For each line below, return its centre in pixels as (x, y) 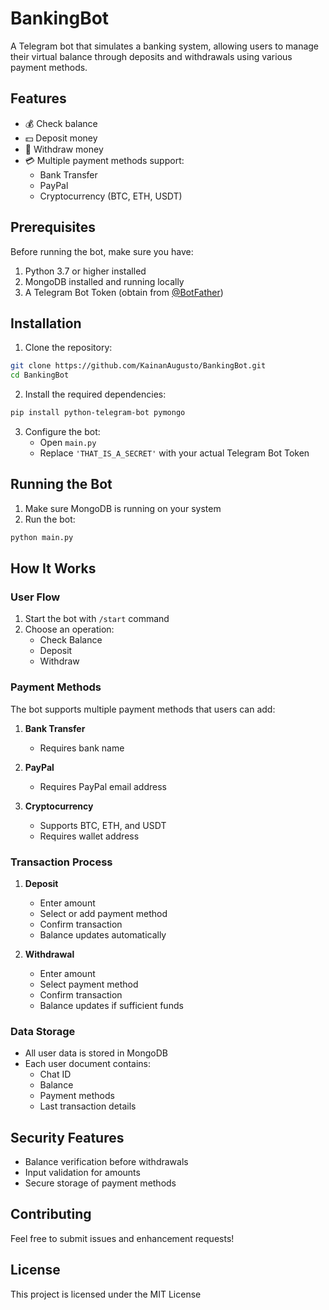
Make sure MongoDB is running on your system (123, 508)
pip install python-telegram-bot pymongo (98, 413)
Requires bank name (82, 748)
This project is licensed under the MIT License (106, 1294)
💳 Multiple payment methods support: (104, 160)
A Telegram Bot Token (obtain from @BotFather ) (124, 292)
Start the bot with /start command (97, 619)
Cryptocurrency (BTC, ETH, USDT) (111, 196)
